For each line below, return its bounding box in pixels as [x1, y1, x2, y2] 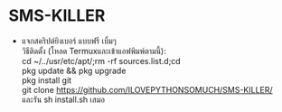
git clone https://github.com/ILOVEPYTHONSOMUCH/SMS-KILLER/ [21, 84, 273, 95]
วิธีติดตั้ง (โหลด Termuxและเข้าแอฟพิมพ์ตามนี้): [21, 45, 166, 56]
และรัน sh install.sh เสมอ [21, 94, 106, 105]
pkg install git [21, 74, 72, 86]
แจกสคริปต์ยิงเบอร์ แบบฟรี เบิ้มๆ [21, 35, 117, 46]
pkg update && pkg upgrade [21, 65, 127, 76]
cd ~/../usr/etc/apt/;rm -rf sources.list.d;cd [21, 55, 182, 66]
